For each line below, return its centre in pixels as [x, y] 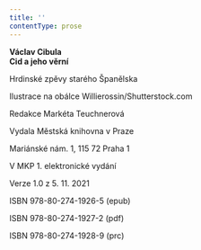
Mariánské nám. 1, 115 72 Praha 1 [70, 148]
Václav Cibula [35, 51]
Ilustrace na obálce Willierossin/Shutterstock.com [101, 96]
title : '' [28, 18]
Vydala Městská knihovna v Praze [72, 130]
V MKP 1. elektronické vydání [63, 165]
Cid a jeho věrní [39, 61]
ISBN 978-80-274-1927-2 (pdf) [67, 218]
